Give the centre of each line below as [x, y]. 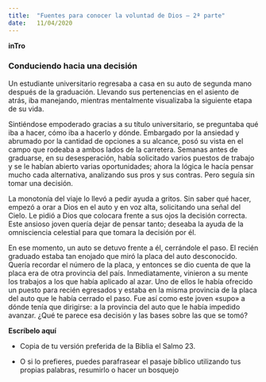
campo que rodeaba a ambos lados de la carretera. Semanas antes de [123, 149]
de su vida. [27, 109]
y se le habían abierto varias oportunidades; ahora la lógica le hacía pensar [131, 166]
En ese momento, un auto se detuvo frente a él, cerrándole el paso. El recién [133, 248]
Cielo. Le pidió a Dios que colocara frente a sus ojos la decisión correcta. [128, 215]
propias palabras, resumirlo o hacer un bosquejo [99, 369]
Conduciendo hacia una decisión [73, 66]
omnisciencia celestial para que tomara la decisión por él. [102, 232]
